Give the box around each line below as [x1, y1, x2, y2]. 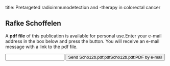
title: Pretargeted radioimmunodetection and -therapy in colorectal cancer [5, 5, 161, 10]
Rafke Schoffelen [5, 19, 61, 28]
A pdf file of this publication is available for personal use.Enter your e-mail [5, 33, 162, 39]
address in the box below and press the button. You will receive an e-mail [5, 38, 160, 44]
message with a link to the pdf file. [5, 43, 78, 50]
